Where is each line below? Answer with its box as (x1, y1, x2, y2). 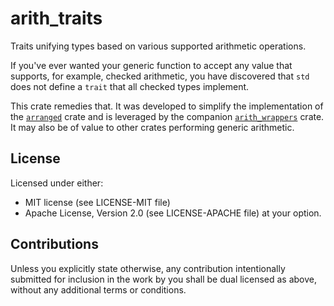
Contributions (10, 236, 99, 253)
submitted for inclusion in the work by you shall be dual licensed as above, (10, 273, 318, 285)
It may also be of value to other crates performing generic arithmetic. (10, 121, 295, 133)
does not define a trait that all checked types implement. (10, 80, 250, 92)
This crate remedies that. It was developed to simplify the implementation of (10, 100, 324, 112)
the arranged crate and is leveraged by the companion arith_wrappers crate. (10, 110, 325, 122)
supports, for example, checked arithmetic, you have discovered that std (10, 70, 310, 82)
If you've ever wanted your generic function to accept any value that (10, 59, 293, 71)
